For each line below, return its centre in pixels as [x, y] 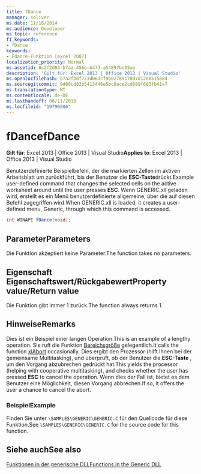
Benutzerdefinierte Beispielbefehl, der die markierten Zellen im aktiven [93, 171]
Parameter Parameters [49, 238]
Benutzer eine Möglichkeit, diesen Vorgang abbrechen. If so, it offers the [95, 383]
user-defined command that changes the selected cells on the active [91, 184]
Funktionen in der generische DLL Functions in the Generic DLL [84, 464]
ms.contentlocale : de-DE [37, 95]
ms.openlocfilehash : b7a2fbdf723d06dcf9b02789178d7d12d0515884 [87, 79]
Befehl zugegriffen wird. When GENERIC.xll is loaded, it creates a [86, 203]
